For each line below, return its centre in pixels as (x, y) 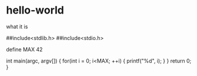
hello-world (35, 10)
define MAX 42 (24, 49)
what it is (17, 27)
